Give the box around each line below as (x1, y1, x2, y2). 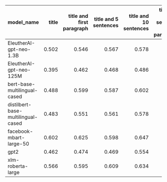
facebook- (7, 128, 33, 135)
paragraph (63, 25, 88, 32)
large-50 (7, 140, 29, 147)
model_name (7, 19, 39, 25)
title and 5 (94, 16, 119, 22)
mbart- (7, 134, 25, 141)
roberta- (7, 163, 28, 170)
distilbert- (7, 101, 32, 108)
